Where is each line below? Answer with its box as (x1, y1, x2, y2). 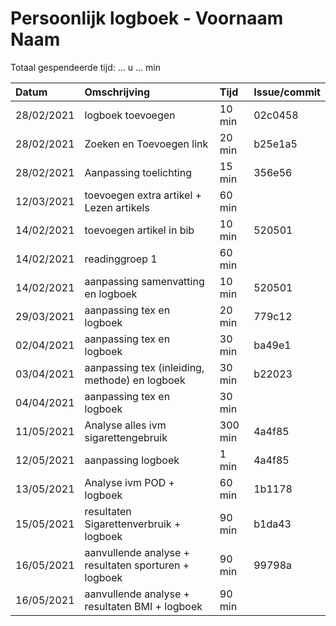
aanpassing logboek (84, 453, 180, 467)
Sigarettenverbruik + (84, 517, 182, 531)
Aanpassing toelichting (84, 165, 192, 179)
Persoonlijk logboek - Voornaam (10, 7, 284, 30)
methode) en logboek (84, 373, 186, 387)
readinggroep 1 (84, 252, 158, 266)
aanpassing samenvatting (84, 274, 205, 288)
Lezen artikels (84, 200, 150, 214)
